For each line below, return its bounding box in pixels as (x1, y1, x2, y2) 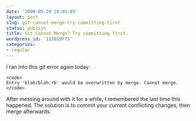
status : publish (6, 25, 46, 31)
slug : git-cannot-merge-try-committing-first (6, 19, 120, 25)
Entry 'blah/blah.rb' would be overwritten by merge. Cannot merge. (6, 80, 179, 86)
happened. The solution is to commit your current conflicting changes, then (6, 102, 191, 109)
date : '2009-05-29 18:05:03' (6, 8, 78, 15)
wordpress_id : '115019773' (6, 36, 73, 42)
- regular (6, 47, 31, 53)
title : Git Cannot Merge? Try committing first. (6, 31, 128, 37)
